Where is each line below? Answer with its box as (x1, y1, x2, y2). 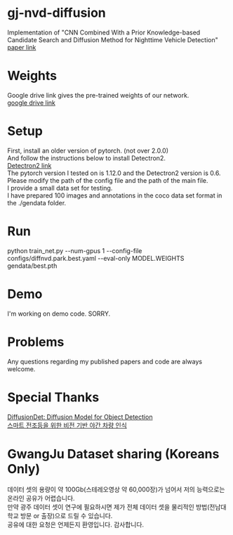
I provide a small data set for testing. (7, 183, 113, 192)
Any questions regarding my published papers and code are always (7, 357, 202, 366)
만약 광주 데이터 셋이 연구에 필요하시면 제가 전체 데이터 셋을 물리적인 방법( (7, 503, 210, 511)
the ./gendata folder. (7, 198, 67, 207)
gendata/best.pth (7, 262, 58, 270)
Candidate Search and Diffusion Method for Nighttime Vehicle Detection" (7, 35, 219, 44)
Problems (7, 334, 65, 349)
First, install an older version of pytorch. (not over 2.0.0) (7, 146, 169, 155)
